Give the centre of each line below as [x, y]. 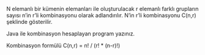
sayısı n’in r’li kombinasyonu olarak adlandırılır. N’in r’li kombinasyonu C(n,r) [102, 15]
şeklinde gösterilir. [29, 22]
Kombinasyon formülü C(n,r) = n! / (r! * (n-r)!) [63, 46]
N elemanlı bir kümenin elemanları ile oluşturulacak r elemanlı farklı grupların [102, 9]
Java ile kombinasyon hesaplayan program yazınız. [71, 34]
